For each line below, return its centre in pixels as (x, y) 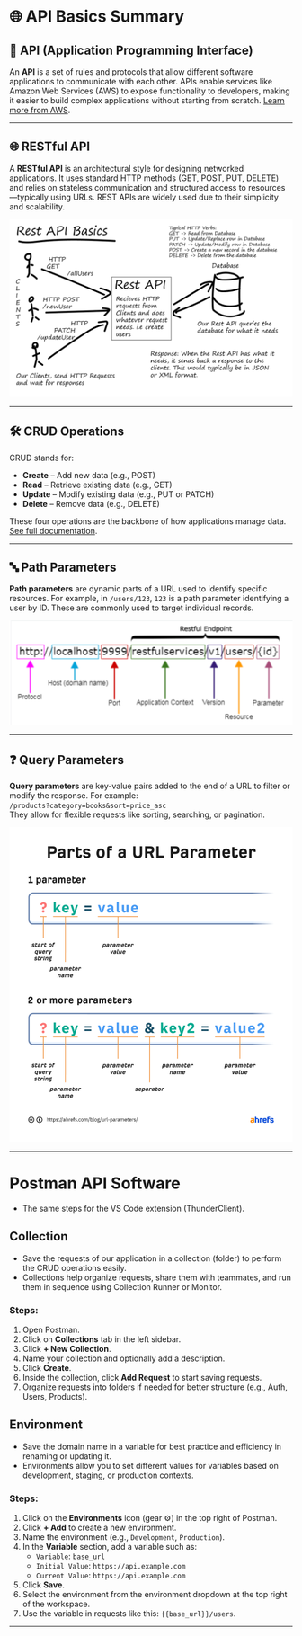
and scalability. (37, 206)
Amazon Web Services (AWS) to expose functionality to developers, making (150, 91)
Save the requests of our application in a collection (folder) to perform (152, 1258)
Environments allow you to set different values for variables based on (150, 1465)
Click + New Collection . (67, 1349)
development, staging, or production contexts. (108, 1475)
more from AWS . (40, 110)
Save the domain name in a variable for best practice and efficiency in (151, 1446)
